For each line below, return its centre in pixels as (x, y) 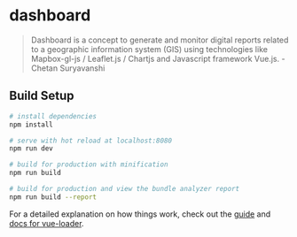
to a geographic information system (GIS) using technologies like (149, 49)
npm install (31, 125)
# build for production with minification (89, 164)
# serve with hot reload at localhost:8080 (91, 141)
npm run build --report (53, 197)
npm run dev (31, 149)
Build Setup (42, 96)
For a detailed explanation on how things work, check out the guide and (140, 214)
